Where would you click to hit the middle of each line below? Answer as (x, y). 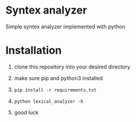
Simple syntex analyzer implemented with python (65, 27)
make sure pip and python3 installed (58, 78)
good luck (26, 112)
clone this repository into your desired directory (72, 67)
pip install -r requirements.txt (55, 90)
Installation (34, 50)
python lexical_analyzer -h (48, 101)
